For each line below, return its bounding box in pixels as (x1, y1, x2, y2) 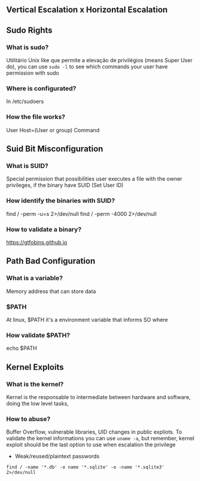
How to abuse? (6, 415, 51, 423)
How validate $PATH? (6, 331, 71, 339)
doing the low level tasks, (6, 400, 69, 407)
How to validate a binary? (6, 225, 82, 233)
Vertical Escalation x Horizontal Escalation (6, 5, 168, 15)
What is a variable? (6, 274, 63, 282)
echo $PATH (6, 345, 37, 352)
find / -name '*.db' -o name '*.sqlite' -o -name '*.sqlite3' (6, 464, 165, 470)
